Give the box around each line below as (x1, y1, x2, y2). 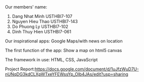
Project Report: (5, 66, 35, 72)
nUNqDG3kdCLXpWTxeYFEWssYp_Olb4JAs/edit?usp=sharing (5, 71, 129, 77)
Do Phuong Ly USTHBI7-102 (12, 24, 69, 29)
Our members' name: (5, 4, 47, 10)
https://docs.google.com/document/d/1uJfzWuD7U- (34, 66, 139, 72)
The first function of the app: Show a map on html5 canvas (5, 48, 122, 53)
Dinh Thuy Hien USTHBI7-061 (12, 29, 72, 34)
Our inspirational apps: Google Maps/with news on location (5, 38, 123, 44)
